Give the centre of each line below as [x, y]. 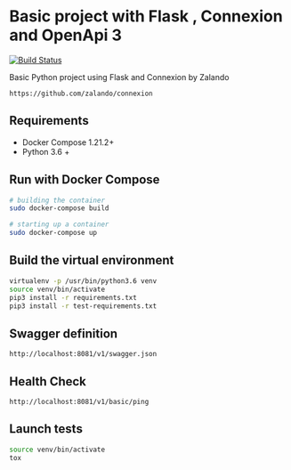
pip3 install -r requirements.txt [73, 297]
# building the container [57, 200]
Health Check [48, 381]
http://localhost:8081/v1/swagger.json [83, 354]
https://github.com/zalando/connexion [81, 93]
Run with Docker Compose [85, 180]
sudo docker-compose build [59, 208]
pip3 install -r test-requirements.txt [83, 306]
